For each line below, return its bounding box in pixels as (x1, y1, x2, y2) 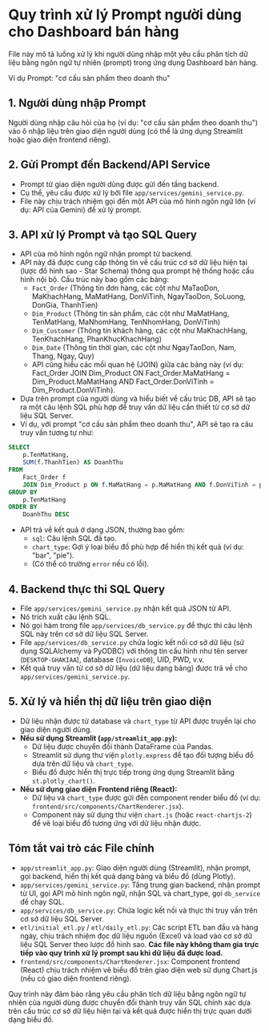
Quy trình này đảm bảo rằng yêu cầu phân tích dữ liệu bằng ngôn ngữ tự (8, 989, 247, 998)
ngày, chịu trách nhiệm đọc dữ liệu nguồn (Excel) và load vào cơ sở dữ (19, 931, 253, 941)
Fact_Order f (22, 473, 66, 482)
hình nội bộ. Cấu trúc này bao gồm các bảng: (19, 275, 170, 284)
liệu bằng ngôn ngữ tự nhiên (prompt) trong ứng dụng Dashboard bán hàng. (8, 58, 259, 67)
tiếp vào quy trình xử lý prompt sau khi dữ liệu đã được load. (19, 948, 223, 957)
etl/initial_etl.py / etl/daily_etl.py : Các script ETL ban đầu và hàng (19, 922, 259, 932)
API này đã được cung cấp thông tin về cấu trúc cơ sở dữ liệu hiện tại (19, 258, 248, 268)
